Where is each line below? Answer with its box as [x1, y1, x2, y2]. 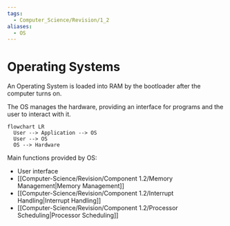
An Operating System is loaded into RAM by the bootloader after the [7, 82, 201, 91]
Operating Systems [7, 59, 121, 75]
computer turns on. [7, 89, 62, 97]
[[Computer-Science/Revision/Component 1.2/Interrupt [17, 189, 174, 198]
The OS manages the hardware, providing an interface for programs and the [7, 103, 224, 111]
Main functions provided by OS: [7, 153, 97, 162]
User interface [17, 167, 59, 176]
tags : [7, 10, 23, 17]
